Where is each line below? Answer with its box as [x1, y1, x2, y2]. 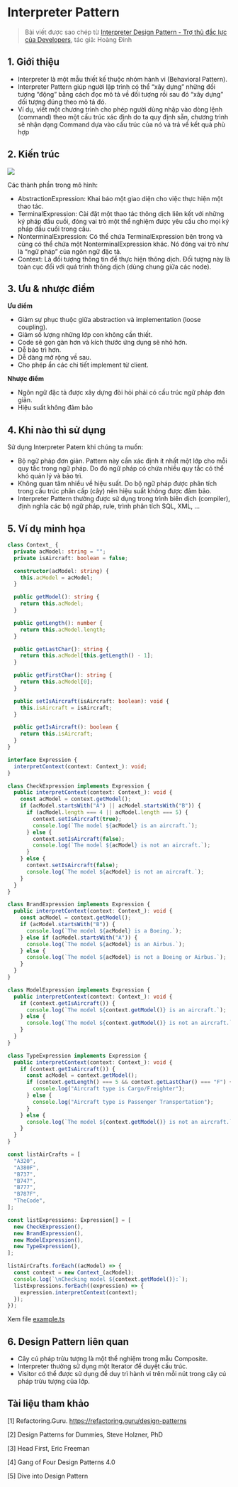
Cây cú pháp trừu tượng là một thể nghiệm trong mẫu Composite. [17, 1355, 208, 1363]
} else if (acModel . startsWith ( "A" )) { [20, 934, 138, 941]
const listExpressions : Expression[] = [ [7, 1216, 132, 1223]
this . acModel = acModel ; [20, 574, 93, 581]
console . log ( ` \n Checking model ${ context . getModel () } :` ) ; [13, 1275, 189, 1283]
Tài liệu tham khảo [7, 1397, 90, 1410]
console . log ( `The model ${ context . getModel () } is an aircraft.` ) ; [25, 1006, 227, 1014]
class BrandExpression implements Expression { [7, 901, 151, 908]
